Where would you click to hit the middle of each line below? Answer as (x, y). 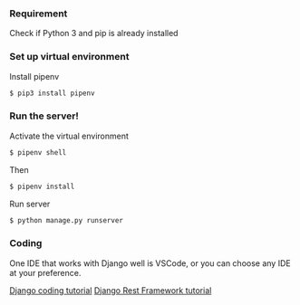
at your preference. (45, 272)
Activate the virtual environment (69, 136)
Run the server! (44, 116)
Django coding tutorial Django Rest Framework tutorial (111, 290)
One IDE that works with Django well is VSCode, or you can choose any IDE (150, 263)
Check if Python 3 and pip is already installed (94, 33)
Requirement (39, 14)
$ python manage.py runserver (67, 220)
